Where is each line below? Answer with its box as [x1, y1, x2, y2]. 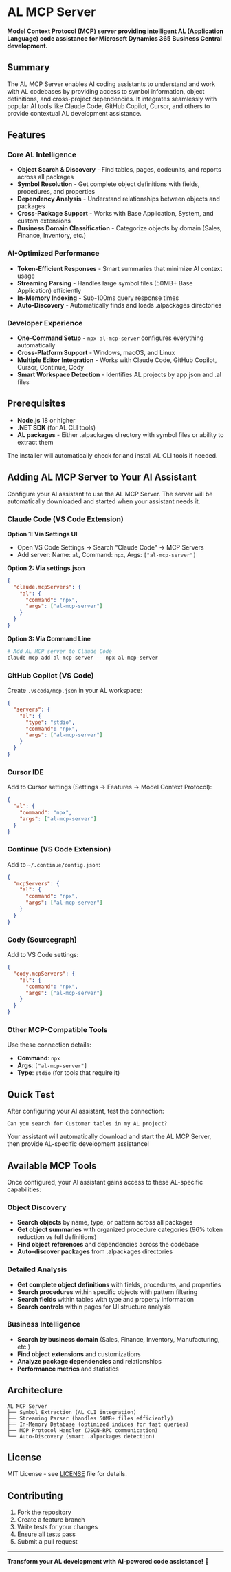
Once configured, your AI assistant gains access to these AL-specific [7, 1178, 203, 1186]
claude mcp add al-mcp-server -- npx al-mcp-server [7, 654, 158, 661]
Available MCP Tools [7, 1160, 98, 1171]
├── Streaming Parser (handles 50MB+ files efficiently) [7, 1415, 174, 1422]
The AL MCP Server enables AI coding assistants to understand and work [7, 80, 215, 88]
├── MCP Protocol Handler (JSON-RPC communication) [7, 1427, 158, 1434]
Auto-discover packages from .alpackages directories [16, 1247, 173, 1256]
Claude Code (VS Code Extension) [7, 514, 124, 524]
